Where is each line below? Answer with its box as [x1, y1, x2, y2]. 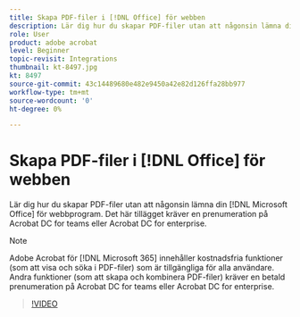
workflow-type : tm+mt [9, 88, 90, 96]
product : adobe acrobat [9, 38, 98, 47]
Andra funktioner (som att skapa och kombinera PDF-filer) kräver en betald [9, 271, 286, 282]
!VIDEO [30, 298, 58, 309]
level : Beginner [9, 46, 70, 55]
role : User [9, 29, 50, 38]
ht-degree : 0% [9, 104, 62, 113]
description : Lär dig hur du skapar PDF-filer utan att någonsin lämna [9, 21, 281, 30]
